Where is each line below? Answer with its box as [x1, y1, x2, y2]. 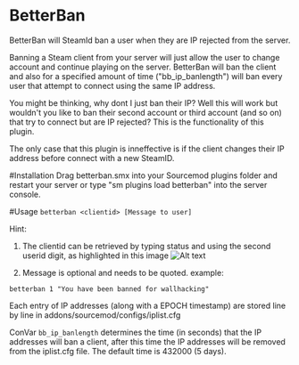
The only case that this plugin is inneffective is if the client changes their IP [9, 143, 285, 154]
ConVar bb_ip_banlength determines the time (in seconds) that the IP [9, 327, 262, 337]
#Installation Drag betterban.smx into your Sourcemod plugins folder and [9, 170, 278, 181]
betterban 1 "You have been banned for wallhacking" [9, 284, 210, 294]
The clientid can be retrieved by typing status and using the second [21, 240, 271, 251]
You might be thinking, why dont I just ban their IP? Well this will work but [9, 97, 278, 108]
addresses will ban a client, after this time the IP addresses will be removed [9, 336, 286, 347]
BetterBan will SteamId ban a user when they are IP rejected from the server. [9, 35, 291, 45]
